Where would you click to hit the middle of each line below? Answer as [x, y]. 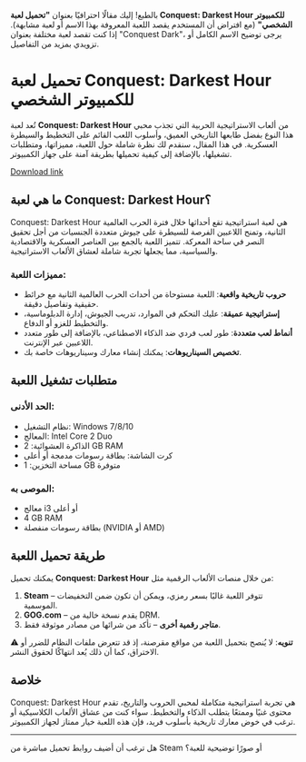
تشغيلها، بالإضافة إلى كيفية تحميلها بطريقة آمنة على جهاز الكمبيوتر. [121, 153]
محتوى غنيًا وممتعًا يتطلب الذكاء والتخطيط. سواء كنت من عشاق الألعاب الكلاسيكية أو [151, 712]
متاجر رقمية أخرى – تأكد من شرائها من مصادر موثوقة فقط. [122, 624]
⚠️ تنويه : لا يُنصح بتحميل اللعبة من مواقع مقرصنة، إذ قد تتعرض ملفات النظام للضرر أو [152, 642]
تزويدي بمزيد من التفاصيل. [55, 44]
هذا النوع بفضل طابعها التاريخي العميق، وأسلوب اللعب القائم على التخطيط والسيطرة [152, 134]
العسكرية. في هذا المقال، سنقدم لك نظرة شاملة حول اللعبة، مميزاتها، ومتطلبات [144, 144]
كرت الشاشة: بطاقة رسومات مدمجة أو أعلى [98, 455]
